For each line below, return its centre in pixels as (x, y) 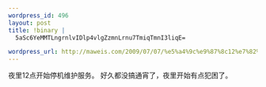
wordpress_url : (33, 52)
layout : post (30, 23)
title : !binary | (37, 30)
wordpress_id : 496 (38, 15)
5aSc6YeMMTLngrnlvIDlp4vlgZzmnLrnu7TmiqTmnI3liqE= (101, 38)
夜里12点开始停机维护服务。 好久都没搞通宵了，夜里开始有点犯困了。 (120, 75)
